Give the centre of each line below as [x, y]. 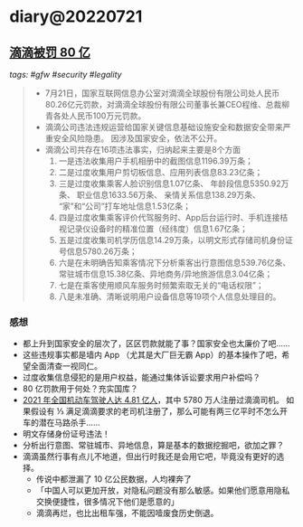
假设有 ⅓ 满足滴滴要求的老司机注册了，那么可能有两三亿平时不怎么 [155, 411]
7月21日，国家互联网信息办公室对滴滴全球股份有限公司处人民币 [162, 93]
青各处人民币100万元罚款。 [95, 116]
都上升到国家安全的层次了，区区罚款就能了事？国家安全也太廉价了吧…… [156, 343]
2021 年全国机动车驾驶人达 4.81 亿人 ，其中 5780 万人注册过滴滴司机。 [153, 400]
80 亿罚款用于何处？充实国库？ [80, 389]
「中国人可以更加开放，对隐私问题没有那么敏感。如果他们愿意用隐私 [163, 491]
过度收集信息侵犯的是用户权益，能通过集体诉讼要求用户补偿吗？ [141, 378]
